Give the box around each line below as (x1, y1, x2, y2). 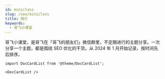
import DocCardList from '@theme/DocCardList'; (5, 61, 105, 66)
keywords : (5, 20, 26, 26)
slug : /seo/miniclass (5, 12, 50, 17)
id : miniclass (5, 7, 34, 12)
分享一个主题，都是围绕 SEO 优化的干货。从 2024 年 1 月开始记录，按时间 (5, 45, 154, 51)
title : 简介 (5, 16, 28, 21)
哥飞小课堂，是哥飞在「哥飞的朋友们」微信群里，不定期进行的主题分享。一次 (5, 39, 160, 45)
